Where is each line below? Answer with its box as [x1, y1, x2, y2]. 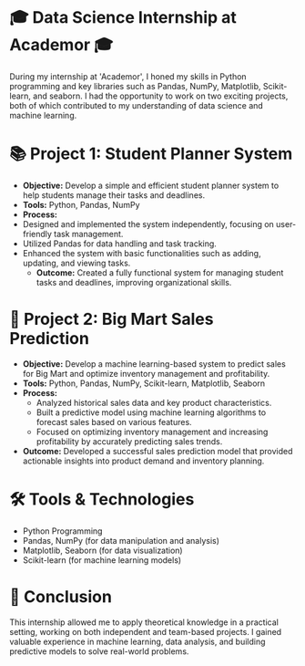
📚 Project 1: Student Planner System [9, 143, 293, 164]
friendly [22, 228, 53, 239]
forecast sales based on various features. [36, 416, 193, 427]
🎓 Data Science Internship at [9, 7, 237, 28]
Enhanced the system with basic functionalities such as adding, [22, 247, 261, 258]
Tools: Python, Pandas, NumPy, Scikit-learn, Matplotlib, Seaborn [22, 378, 266, 389]
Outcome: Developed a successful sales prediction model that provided [22, 445, 293, 456]
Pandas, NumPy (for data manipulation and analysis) [22, 535, 220, 546]
